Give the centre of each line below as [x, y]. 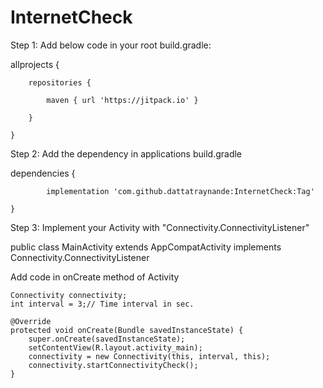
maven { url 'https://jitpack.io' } [122, 100]
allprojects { [35, 64]
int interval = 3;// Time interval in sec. [102, 304]
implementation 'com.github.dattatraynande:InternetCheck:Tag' [180, 191]
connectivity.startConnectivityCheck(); [113, 365]
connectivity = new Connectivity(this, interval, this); [149, 356]
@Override [31, 321]
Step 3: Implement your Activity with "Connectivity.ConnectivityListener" [160, 227]
